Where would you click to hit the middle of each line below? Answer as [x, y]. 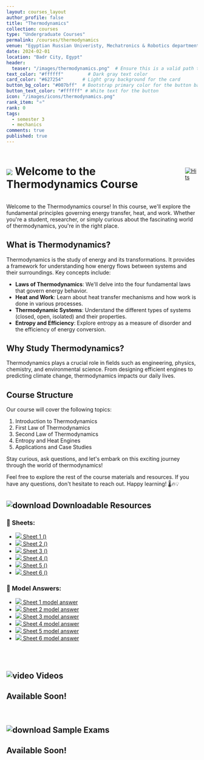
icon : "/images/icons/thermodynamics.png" [61, 97]
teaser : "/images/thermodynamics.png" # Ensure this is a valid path [103, 68]
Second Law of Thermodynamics [57, 434]
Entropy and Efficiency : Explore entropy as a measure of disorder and [103, 323]
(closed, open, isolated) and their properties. [71, 316]
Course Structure [40, 395]
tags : [13, 114]
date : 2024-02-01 [28, 52]
